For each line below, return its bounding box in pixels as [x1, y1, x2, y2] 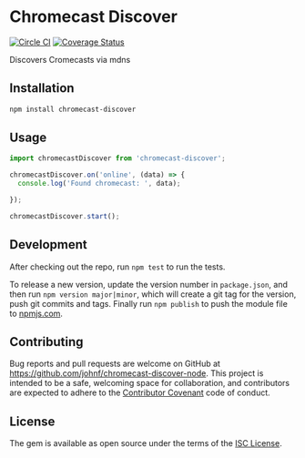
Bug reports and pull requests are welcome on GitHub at [9, 358, 221, 370]
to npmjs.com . [9, 308, 64, 319]
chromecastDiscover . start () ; [9, 211, 120, 220]
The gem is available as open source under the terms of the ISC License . [9, 438, 282, 449]
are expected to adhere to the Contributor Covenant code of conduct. [9, 387, 270, 398]
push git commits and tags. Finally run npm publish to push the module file [9, 298, 289, 309]
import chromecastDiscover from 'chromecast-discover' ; [9, 154, 226, 163]
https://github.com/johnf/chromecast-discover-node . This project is [9, 368, 264, 379]
